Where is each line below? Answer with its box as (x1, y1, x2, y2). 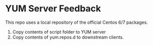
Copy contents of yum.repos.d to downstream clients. (12, 34, 124, 40)
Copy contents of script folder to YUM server (12, 29, 106, 35)
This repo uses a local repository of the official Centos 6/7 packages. (5, 19, 148, 25)
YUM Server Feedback (5, 3, 101, 14)
